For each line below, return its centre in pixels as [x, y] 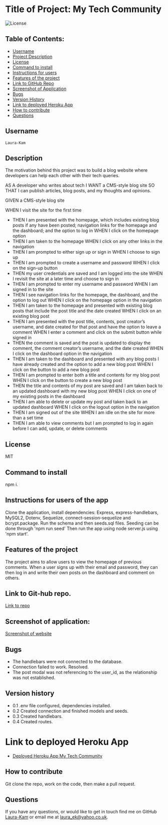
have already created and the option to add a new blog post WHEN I [83, 364]
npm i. [12, 484]
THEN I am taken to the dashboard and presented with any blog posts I [86, 359]
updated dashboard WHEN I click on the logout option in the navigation [86, 407]
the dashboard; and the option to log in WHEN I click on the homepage [86, 231]
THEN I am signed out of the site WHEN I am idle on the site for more [83, 413]
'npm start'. [17, 534]
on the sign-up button [35, 268]
